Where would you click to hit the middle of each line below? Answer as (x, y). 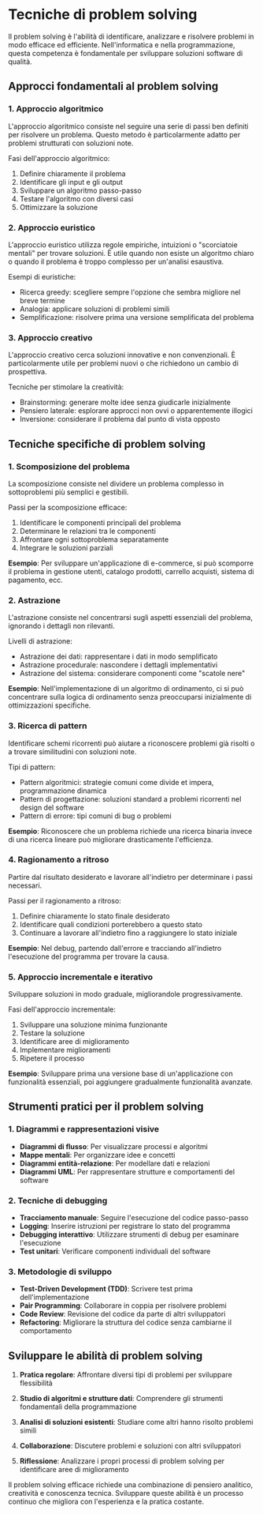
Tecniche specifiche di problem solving (107, 444)
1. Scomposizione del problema (69, 466)
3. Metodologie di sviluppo (60, 1272)
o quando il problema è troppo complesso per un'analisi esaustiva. (116, 261)
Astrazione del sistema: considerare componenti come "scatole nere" (132, 674)
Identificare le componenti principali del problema (100, 522)
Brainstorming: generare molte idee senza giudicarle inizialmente (125, 402)
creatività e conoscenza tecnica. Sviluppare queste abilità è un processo (126, 1493)
